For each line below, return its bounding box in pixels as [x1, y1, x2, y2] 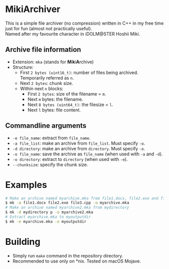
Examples [5, 179, 47, 191]
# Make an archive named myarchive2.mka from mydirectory [5, 205, 129, 210]
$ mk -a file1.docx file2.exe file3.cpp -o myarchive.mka [5, 200, 129, 206]
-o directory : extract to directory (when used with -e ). [12, 156, 128, 162]
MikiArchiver [5, 4, 60, 15]
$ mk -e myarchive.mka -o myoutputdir [5, 219, 87, 224]
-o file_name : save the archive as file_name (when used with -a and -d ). [12, 151, 163, 157]
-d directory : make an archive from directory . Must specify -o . [12, 145, 145, 151]
